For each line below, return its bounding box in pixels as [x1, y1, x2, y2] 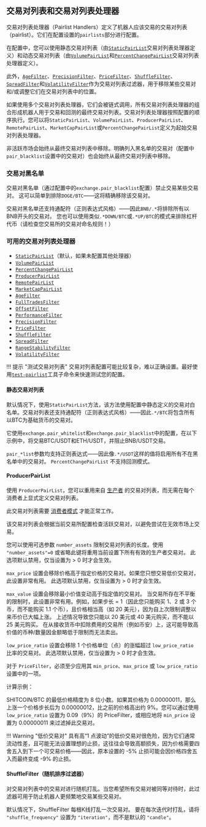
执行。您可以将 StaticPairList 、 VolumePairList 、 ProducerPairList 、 [11, 116, 187, 123]
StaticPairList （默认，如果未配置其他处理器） [15, 252, 135, 260]
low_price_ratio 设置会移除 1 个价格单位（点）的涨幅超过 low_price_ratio [6, 641, 194, 649]
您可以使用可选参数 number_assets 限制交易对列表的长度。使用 [6, 541, 164, 548]
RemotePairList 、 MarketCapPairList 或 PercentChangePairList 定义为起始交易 [6, 123, 198, 131]
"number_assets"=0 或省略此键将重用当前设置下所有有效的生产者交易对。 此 [6, 548, 196, 556]
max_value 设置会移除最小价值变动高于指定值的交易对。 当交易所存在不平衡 [6, 590, 196, 597]
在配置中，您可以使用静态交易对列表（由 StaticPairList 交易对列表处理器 [6, 44, 190, 51]
